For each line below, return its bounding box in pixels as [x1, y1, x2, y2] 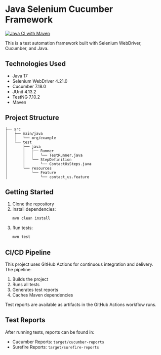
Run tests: [12, 225, 33, 231]
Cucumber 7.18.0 [12, 83, 46, 89]
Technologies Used [5, 59, 66, 68]
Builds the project [12, 276, 48, 282]
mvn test [12, 235, 31, 239]
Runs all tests [12, 281, 40, 287]
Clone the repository [12, 201, 54, 207]
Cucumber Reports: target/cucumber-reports [12, 339, 105, 345]
